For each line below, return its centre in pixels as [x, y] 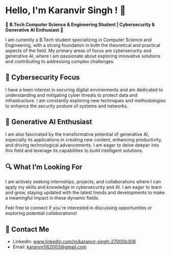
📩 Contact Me [27, 229]
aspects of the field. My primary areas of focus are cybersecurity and [78, 50]
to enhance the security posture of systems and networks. [67, 106]
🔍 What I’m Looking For [44, 167]
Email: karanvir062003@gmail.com [50, 247]
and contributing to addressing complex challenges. [60, 61]
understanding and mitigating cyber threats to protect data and [71, 95]
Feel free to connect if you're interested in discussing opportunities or [79, 208]
